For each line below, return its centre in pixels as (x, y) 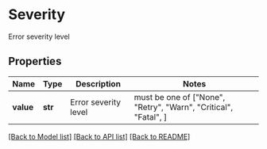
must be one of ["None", (180, 97)
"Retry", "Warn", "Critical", (184, 107)
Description (98, 83)
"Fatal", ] (151, 117)
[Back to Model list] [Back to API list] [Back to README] (99, 136)
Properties (35, 61)
